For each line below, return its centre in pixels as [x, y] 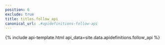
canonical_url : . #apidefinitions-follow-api [51, 23]
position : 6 [17, 10]
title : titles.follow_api [32, 19]
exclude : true [20, 14]
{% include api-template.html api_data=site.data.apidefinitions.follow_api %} [82, 38]
